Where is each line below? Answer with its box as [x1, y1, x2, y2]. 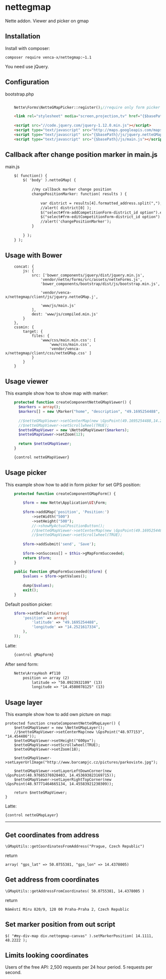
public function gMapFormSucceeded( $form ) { [14, 569, 107, 575]
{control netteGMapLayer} [5, 813, 58, 818]
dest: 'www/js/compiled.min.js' [31, 312, 98, 317]
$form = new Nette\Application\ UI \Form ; [23, 500, 107, 505]
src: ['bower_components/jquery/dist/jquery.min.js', [31, 273, 145, 278]
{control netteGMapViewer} [14, 454, 70, 460]
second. [5, 970, 22, 976]
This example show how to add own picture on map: [5, 712, 112, 717]
